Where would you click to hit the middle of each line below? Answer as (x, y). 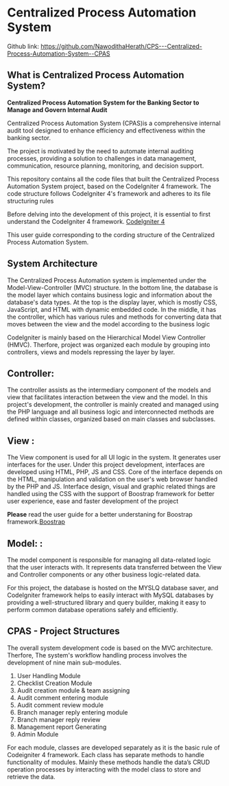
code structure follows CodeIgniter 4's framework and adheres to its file (109, 193)
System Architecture (52, 263)
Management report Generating (62, 727)
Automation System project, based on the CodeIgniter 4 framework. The (109, 186)
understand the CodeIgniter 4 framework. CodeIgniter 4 (86, 221)
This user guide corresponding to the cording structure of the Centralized (111, 234)
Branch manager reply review (59, 719)
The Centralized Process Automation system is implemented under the (107, 280)
